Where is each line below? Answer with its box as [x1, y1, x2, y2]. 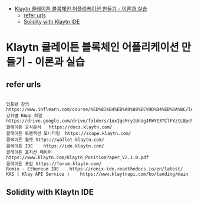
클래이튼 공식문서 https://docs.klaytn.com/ [6, 124, 113, 130]
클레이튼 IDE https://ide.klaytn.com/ [6, 143, 104, 149]
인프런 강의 [6, 101, 29, 107]
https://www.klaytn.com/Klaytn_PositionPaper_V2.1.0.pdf [6, 154, 149, 160]
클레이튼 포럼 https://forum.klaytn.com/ [6, 161, 102, 167]
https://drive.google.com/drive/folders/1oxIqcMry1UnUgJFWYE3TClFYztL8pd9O [6, 118, 196, 124]
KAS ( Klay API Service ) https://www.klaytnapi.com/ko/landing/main [6, 171, 189, 177]
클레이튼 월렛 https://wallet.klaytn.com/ [6, 137, 105, 143]
